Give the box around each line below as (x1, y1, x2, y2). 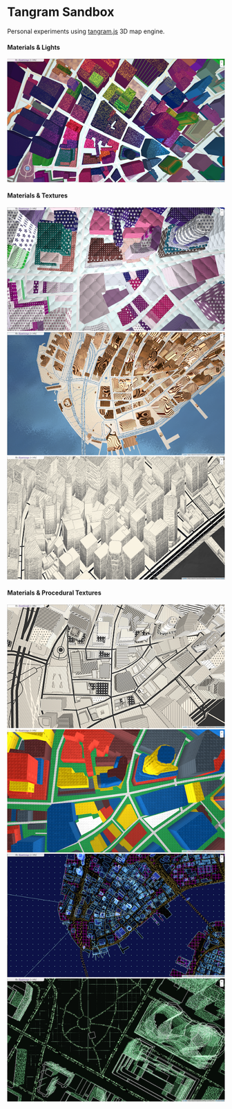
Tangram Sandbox (7, 4, 115, 20)
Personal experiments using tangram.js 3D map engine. (7, 27, 165, 35)
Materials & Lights (7, 43, 60, 51)
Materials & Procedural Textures (7, 588, 101, 597)
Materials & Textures (7, 191, 68, 200)
